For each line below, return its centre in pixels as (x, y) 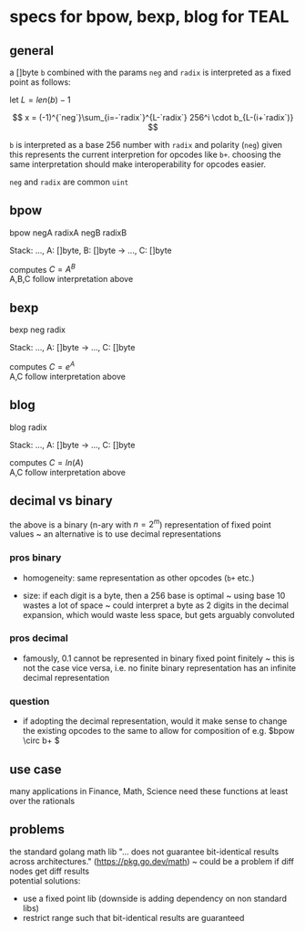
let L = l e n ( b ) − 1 (40, 99)
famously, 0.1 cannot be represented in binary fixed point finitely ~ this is (158, 658)
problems (37, 829)
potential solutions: (45, 880)
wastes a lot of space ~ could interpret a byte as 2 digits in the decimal (156, 605)
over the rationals (42, 801)
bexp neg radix (38, 330)
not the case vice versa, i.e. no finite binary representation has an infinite (159, 667)
